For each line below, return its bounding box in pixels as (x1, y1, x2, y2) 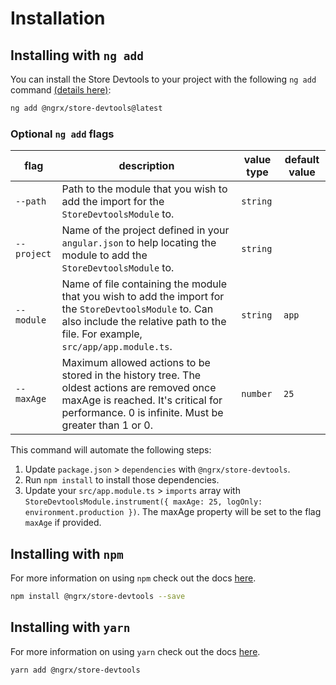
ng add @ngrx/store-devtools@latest (10, 103, 163, 113)
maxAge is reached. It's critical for (61, 393, 223, 407)
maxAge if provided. (24, 517, 102, 529)
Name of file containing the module (61, 277, 227, 291)
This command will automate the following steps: (10, 444, 212, 456)
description (118, 159, 175, 173)
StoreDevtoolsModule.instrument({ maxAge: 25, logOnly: (24, 497, 263, 507)
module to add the (61, 248, 148, 262)
